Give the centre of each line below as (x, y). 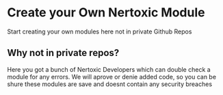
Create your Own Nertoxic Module (106, 13)
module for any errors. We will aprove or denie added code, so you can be (112, 77)
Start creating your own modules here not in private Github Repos (100, 31)
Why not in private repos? (63, 53)
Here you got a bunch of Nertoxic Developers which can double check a (109, 69)
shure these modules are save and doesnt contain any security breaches (110, 84)
